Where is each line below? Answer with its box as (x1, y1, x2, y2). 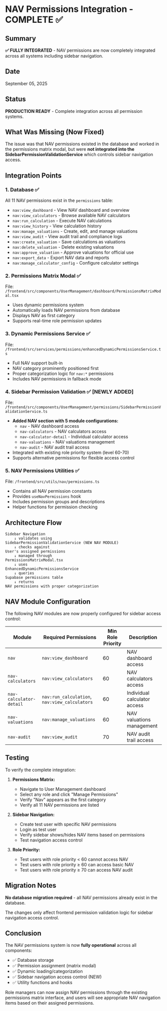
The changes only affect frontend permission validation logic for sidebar (5, 909, 153, 916)
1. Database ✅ (5, 186, 40, 193)
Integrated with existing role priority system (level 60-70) (12, 450, 129, 456)
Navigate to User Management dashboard (19, 786, 106, 792)
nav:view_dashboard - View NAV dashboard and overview (12, 207, 130, 213)
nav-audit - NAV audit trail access (19, 444, 90, 451)
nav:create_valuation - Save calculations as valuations (12, 239, 126, 245)
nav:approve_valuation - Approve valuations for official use (12, 250, 134, 256)
